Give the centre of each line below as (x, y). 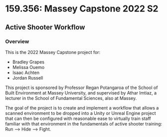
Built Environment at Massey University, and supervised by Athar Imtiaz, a (81, 92)
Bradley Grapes (28, 62)
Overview (17, 41)
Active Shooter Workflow (45, 27)
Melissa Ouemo (28, 67)
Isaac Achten (26, 72)
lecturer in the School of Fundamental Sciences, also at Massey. (71, 98)
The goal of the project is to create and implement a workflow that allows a (82, 107)
